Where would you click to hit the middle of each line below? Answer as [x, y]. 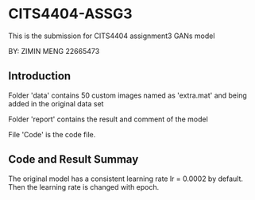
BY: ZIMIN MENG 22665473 [54, 51]
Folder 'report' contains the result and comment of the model [108, 119]
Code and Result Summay [73, 160]
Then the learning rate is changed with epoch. [84, 187]
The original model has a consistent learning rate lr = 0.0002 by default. [126, 179]
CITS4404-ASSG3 [70, 14]
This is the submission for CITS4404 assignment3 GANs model [112, 36]
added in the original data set [56, 103]
